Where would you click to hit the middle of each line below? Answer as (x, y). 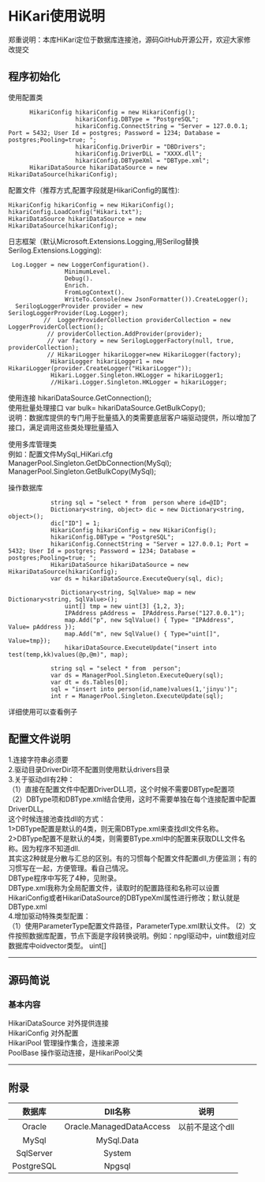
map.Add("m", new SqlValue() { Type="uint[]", (142, 634)
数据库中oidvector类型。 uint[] (57, 945)
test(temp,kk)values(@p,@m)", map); (68, 655)
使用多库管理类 (32, 444)
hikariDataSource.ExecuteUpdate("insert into (140, 647)
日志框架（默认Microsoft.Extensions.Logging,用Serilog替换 (104, 241)
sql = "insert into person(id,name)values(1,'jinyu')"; (144, 689)
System (118, 1154)
